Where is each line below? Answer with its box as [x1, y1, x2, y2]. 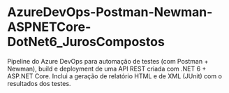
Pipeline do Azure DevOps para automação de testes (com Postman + [7, 57, 209, 65]
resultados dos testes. [7, 79, 71, 87]
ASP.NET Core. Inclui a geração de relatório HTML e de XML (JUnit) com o [7, 71, 222, 80]
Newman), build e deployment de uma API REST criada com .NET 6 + [7, 64, 207, 73]
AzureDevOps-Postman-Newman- [7, 4, 213, 20]
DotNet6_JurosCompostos [7, 34, 165, 50]
